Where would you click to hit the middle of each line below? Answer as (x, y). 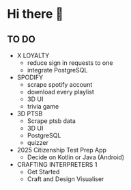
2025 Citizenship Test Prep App (62, 150)
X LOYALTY (33, 55)
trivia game (43, 106)
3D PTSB (30, 113)
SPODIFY (30, 77)
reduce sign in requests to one (70, 63)
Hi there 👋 (35, 14)
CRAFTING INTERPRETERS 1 (57, 164)
